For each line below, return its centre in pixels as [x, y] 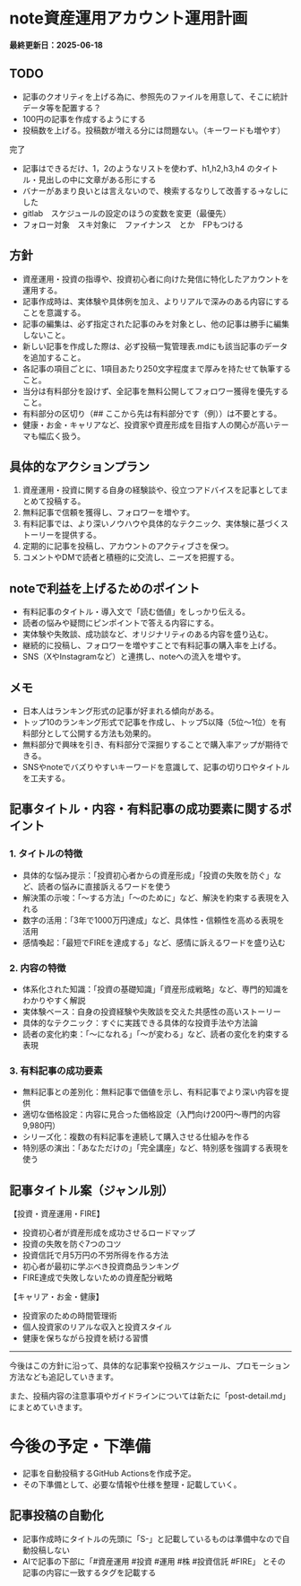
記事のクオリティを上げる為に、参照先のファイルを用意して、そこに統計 [155, 96]
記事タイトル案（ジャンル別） [91, 1190]
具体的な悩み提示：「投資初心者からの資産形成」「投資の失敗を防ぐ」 [148, 875]
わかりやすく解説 [54, 1000]
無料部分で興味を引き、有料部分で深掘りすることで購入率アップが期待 [151, 745]
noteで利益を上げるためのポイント [104, 588]
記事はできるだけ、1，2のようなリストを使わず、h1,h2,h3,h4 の [138, 168]
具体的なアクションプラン [80, 466]
